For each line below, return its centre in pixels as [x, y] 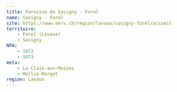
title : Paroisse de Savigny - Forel [52, 12]
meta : [13, 62]
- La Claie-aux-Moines [46, 68]
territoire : [21, 29]
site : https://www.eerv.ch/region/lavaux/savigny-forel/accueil [89, 23]
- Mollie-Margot [38, 74]
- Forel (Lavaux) [39, 34]
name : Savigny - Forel [35, 18]
